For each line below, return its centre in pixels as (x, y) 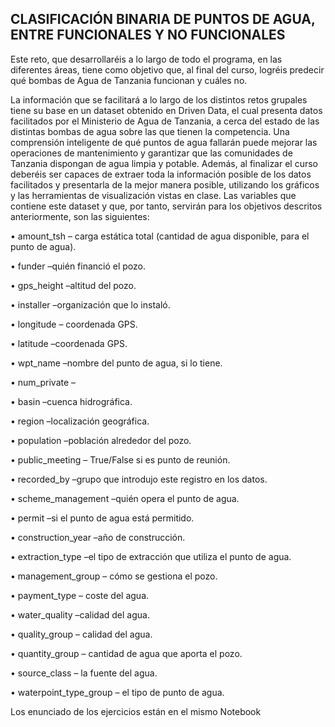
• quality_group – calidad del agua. (81, 634)
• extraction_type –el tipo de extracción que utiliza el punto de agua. (151, 556)
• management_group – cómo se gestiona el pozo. (114, 576)
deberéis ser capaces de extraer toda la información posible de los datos (161, 174)
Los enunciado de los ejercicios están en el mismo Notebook (136, 711)
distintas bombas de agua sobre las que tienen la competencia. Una (150, 131)
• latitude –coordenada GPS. (69, 343)
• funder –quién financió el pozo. (78, 266)
